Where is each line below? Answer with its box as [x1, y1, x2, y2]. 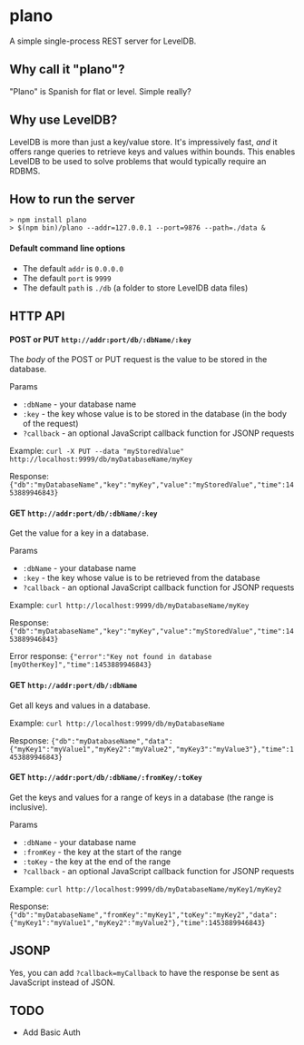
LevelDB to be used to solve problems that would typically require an [9, 155, 267, 166]
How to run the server [9, 192, 135, 207]
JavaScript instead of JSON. [9, 977, 116, 988]
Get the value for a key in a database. [9, 527, 150, 538]
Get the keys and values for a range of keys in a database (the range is [9, 792, 274, 803]
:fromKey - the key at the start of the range [22, 846, 182, 857]
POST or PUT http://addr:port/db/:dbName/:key [9, 333, 192, 345]
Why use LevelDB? [9, 113, 118, 128]
